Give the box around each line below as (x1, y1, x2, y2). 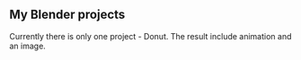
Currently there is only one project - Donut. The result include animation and (9, 30, 292, 41)
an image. (9, 40, 47, 51)
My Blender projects (9, 7, 126, 22)
